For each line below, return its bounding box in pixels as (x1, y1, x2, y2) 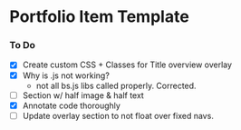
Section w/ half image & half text (22, 89, 145, 101)
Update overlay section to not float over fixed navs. (22, 110, 215, 121)
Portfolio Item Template (9, 6, 190, 27)
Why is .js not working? (22, 70, 111, 81)
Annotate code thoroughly (22, 100, 120, 111)
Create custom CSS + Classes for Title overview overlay (22, 59, 233, 70)
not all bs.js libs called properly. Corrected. (35, 80, 197, 91)
